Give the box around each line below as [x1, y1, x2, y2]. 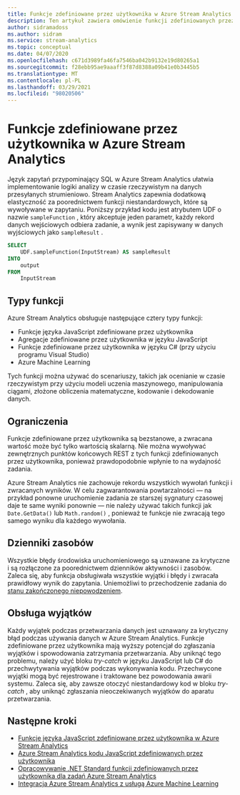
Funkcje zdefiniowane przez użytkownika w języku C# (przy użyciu [17, 343, 216, 351]
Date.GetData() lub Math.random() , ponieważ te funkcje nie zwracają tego [7, 509, 225, 517]
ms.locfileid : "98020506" [7, 90, 84, 97]
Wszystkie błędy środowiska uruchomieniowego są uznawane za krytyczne [7, 556, 230, 564]
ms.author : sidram [7, 30, 62, 38]
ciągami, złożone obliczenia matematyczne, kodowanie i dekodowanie [7, 387, 214, 396]
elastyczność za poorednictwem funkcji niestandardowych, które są [7, 198, 208, 206]
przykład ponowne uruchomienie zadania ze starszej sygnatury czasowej [7, 494, 224, 502]
